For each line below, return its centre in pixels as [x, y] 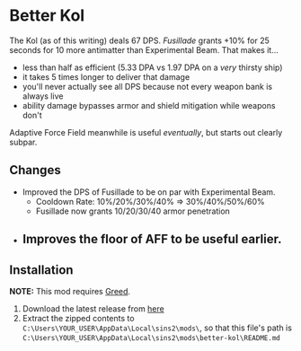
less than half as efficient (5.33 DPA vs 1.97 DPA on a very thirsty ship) [152, 67]
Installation [41, 270]
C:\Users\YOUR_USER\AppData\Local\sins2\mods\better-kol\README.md [151, 338]
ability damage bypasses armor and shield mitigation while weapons [149, 105]
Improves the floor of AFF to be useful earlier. [152, 239]
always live [43, 96]
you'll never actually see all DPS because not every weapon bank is [147, 86]
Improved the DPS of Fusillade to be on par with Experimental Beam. [149, 192]
